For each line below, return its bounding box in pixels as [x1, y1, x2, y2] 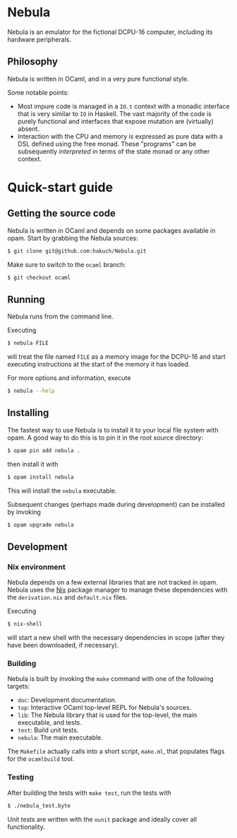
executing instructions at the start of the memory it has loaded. [7, 360, 190, 369]
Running [7, 293, 46, 305]
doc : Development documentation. [17, 696, 117, 704]
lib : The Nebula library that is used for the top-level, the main [17, 711, 197, 719]
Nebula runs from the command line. [7, 312, 114, 321]
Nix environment [7, 562, 66, 572]
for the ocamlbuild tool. [7, 754, 75, 763]
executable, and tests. [17, 718, 83, 727]
